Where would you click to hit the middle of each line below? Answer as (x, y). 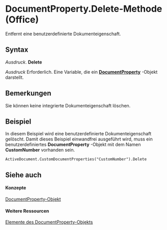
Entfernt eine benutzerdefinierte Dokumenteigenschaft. (63, 34)
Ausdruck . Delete (24, 62)
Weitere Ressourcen (27, 211)
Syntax (17, 50)
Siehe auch (23, 175)
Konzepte (16, 188)
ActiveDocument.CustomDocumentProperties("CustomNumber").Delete (76, 159)
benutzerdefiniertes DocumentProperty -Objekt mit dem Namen (73, 145)
